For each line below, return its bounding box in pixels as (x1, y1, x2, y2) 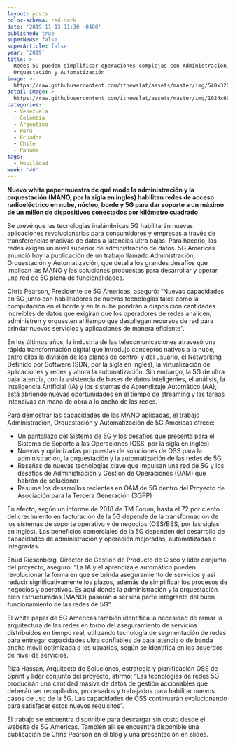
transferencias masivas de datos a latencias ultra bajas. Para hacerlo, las (7, 236, 217, 245)
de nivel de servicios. (7, 651, 69, 659)
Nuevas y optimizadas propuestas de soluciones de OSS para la (17, 446, 203, 455)
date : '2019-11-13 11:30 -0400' (7, 23, 101, 30)
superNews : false (7, 36, 58, 43)
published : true (7, 29, 55, 37)
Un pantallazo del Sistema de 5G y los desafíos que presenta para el (17, 432, 215, 440)
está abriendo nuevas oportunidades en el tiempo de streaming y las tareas (7, 390, 225, 398)
